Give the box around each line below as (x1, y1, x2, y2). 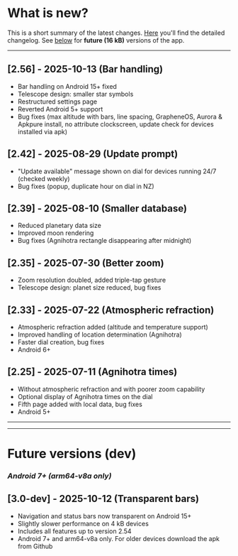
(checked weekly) (17, 174, 70, 182)
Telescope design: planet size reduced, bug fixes (17, 283, 161, 292)
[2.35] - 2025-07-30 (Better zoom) (7, 257, 164, 269)
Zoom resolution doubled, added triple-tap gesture (17, 276, 166, 285)
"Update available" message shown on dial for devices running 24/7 (17, 167, 217, 175)
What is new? (7, 5, 89, 21)
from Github (17, 542, 53, 550)
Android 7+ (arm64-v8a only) (7, 471, 112, 481)
